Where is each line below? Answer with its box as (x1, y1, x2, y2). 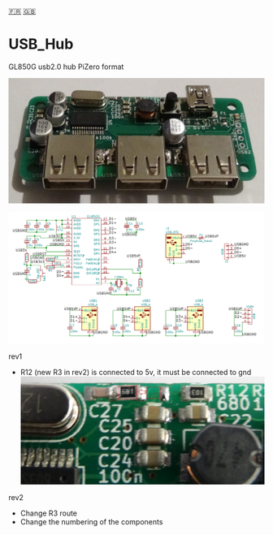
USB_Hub (8, 35, 74, 54)
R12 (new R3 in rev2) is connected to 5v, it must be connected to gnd (19, 367, 252, 377)
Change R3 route (19, 508, 78, 518)
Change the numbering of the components (19, 517, 163, 527)
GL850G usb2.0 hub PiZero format (8, 62, 124, 71)
